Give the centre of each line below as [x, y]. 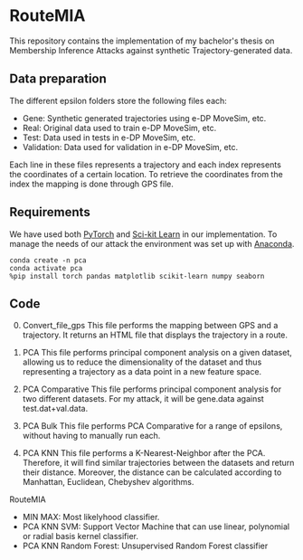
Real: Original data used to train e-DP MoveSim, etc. [119, 128]
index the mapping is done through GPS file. [91, 184]
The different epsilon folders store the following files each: [118, 100]
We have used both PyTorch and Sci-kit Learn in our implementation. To [143, 234]
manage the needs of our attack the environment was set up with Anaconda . [152, 243]
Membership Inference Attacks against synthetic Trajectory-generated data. [151, 50]
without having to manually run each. [91, 436]
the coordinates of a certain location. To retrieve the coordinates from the [146, 174]
